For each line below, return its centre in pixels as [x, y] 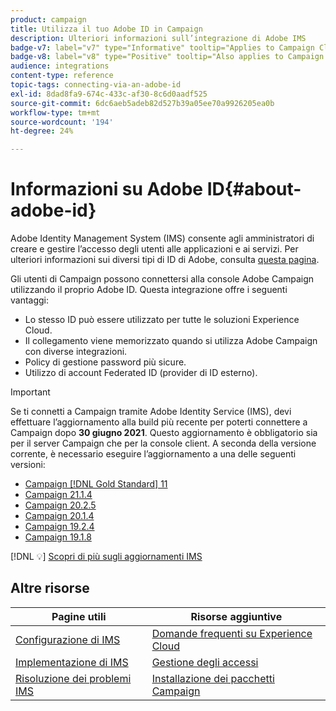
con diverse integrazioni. [76, 352]
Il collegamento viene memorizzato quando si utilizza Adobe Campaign [171, 341]
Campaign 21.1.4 [58, 495]
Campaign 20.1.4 [59, 516]
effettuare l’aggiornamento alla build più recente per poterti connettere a [159, 422]
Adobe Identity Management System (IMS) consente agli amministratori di [162, 238]
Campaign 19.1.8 [58, 537]
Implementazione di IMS [72, 662]
